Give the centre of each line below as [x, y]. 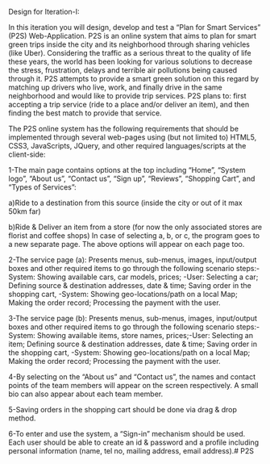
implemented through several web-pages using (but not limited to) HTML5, [133, 137]
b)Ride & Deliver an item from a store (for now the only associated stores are [135, 227]
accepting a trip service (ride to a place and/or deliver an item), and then [129, 105]
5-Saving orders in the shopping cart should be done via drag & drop [123, 410]
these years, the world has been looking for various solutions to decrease [130, 61]
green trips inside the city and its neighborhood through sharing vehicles [129, 44]
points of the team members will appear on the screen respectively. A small [133, 385]
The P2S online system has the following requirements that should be [124, 129]
